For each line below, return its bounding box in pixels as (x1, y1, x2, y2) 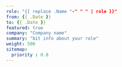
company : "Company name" (6, 30, 67, 36)
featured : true (6, 24, 44, 31)
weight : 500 (6, 41, 35, 47)
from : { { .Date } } (6, 14, 51, 20)
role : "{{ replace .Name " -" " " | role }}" (6, 8, 117, 15)
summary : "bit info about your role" (6, 36, 99, 41)
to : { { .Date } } (6, 19, 46, 25)
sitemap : (6, 47, 28, 52)
